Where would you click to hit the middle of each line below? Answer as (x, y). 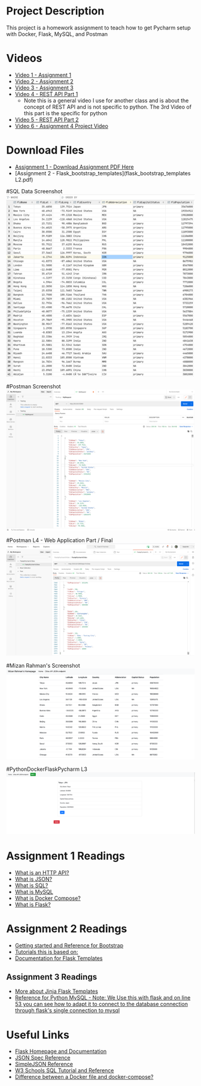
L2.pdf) (24, 179)
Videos (24, 59)
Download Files (45, 150)
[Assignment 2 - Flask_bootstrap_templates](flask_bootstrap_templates (103, 173)
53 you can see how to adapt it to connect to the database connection (101, 1004)
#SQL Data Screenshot (34, 191)
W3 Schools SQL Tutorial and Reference (64, 1070)
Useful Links (38, 1035)
